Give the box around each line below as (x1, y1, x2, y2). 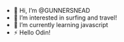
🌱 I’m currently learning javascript (13, 21, 108, 28)
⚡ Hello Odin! (13, 28, 51, 37)
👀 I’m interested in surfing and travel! (13, 14, 117, 22)
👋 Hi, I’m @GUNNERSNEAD (13, 7, 91, 14)
